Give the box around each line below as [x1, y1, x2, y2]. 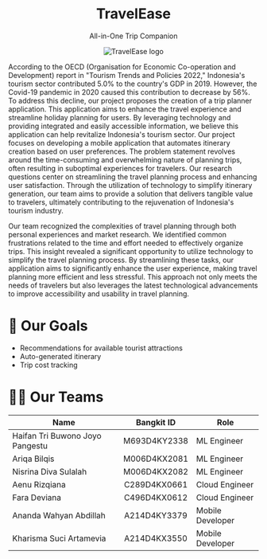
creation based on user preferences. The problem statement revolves [8, 147, 236, 156]
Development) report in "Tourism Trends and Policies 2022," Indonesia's [8, 70, 246, 80]
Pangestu [12, 440, 48, 451]
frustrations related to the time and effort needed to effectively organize [8, 238, 244, 248]
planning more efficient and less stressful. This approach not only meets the [8, 272, 257, 281]
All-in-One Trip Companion [89, 31, 178, 41]
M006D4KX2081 [122, 453, 189, 464]
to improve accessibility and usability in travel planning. [8, 288, 189, 299]
